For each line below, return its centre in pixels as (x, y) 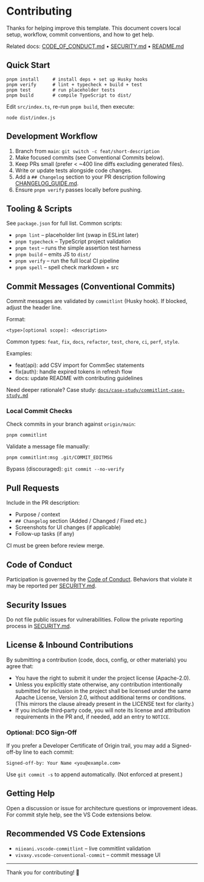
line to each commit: (49, 752)
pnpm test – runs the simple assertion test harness (78, 248)
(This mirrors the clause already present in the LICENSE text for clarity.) (104, 703)
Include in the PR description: (43, 503)
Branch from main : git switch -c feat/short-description (87, 151)
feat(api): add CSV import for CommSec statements (80, 365)
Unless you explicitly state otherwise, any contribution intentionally (99, 684)
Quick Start (28, 65)
